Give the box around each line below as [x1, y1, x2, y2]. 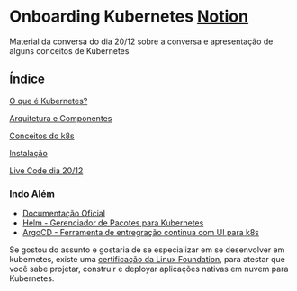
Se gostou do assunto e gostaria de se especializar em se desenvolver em [9, 244, 285, 255]
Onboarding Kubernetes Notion [9, 6, 249, 27]
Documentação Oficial [22, 208, 106, 219]
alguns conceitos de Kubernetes [9, 45, 130, 56]
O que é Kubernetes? [9, 95, 88, 106]
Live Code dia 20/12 [9, 164, 84, 176]
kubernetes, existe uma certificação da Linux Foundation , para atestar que [9, 254, 286, 265]
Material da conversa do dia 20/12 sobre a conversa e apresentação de [9, 36, 274, 47]
